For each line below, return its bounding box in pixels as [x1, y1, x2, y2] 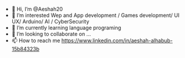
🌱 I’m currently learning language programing [11, 24, 121, 31]
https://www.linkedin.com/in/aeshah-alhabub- [61, 37, 173, 44]
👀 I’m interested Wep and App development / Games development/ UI [11, 12, 180, 19]
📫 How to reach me [11, 37, 60, 44]
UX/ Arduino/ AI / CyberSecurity [11, 18, 90, 25]
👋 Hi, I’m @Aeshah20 [11, 6, 63, 12]
